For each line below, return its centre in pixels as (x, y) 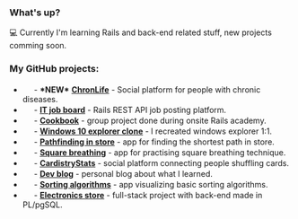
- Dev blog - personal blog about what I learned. (123, 173)
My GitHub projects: (54, 69)
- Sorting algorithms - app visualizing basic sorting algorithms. (151, 184)
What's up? (35, 13)
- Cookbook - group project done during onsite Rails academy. (150, 120)
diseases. (40, 99)
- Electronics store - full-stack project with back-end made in (148, 195)
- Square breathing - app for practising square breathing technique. (160, 152)
